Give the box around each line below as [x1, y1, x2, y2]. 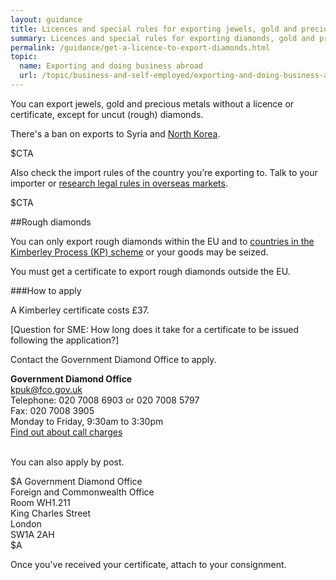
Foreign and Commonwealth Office [10, 486, 155, 498]
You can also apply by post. [10, 456, 125, 468]
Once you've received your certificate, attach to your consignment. [10, 558, 287, 570]
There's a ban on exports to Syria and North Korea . [10, 127, 221, 140]
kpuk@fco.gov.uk [10, 383, 83, 395]
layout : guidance [10, 14, 83, 25]
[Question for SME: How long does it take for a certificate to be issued [10, 323, 300, 335]
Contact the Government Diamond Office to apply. [10, 353, 217, 365]
